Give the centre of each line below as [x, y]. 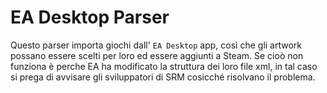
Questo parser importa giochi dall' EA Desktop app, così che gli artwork [156, 45]
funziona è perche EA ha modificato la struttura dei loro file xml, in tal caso [164, 66]
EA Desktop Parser [90, 17]
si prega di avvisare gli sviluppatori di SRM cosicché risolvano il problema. [163, 77]
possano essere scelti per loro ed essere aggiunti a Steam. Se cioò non [157, 55]
